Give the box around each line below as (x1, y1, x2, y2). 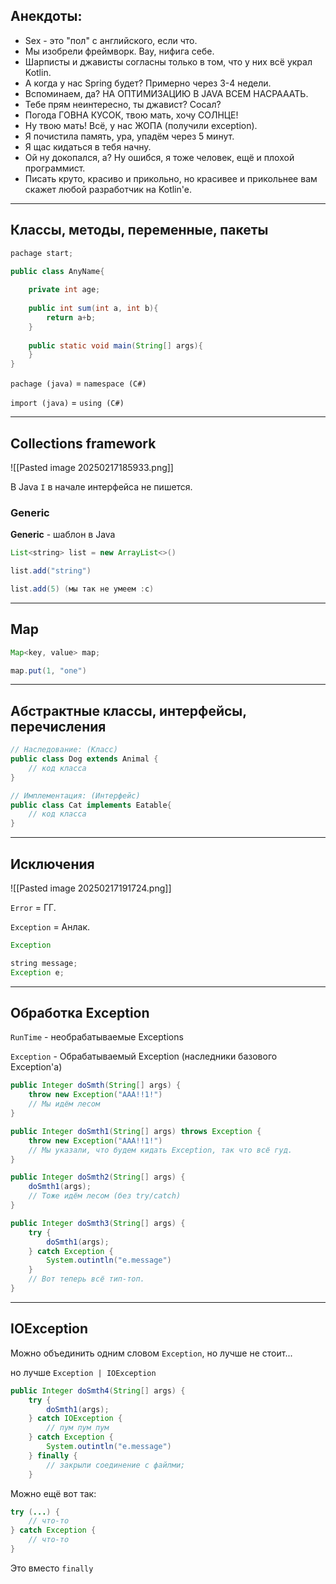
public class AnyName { (10, 266, 105, 276)
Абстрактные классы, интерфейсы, (10, 702, 247, 719)
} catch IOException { (28, 1414, 123, 1424)
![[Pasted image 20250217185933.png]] (10, 461, 174, 473)
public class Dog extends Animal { (10, 754, 159, 764)
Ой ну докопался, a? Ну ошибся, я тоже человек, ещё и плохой (24, 151, 295, 163)
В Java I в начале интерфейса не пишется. (10, 480, 193, 493)
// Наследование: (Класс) (10, 745, 118, 755)
